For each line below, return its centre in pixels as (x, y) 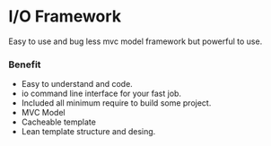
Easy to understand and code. (77, 84)
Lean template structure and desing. (88, 132)
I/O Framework (65, 17)
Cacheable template (58, 122)
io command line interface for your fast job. (101, 94)
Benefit (25, 64)
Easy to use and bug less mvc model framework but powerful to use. (135, 41)
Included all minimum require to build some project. (116, 103)
